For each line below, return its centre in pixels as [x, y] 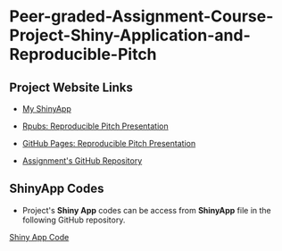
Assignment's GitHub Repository [82, 161]
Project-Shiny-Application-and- [130, 35]
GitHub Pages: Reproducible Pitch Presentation [109, 143]
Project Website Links [71, 87]
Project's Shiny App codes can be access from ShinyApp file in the [147, 210]
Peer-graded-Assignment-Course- [141, 17]
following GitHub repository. [74, 220]
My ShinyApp [46, 109]
